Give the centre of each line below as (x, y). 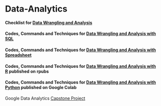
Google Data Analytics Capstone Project (45, 98)
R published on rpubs (27, 71)
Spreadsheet (18, 55)
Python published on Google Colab (41, 88)
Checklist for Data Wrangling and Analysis (49, 22)
